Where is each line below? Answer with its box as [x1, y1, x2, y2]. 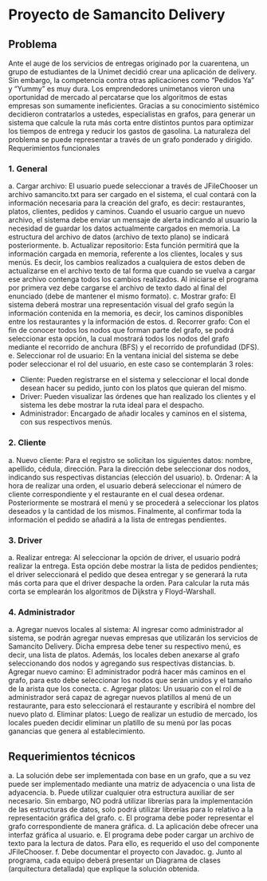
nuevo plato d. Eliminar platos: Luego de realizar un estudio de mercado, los [8, 709, 257, 719]
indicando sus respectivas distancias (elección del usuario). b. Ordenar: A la [8, 472, 258, 482]
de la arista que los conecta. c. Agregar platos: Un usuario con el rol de [8, 684, 241, 693]
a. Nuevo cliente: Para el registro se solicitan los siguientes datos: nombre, [8, 455, 253, 464]
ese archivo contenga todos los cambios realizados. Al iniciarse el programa [8, 275, 259, 284]
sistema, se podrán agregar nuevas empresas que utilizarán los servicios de [8, 633, 258, 643]
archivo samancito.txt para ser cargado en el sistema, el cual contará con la [8, 190, 257, 200]
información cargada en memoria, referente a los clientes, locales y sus [8, 249, 243, 259]
